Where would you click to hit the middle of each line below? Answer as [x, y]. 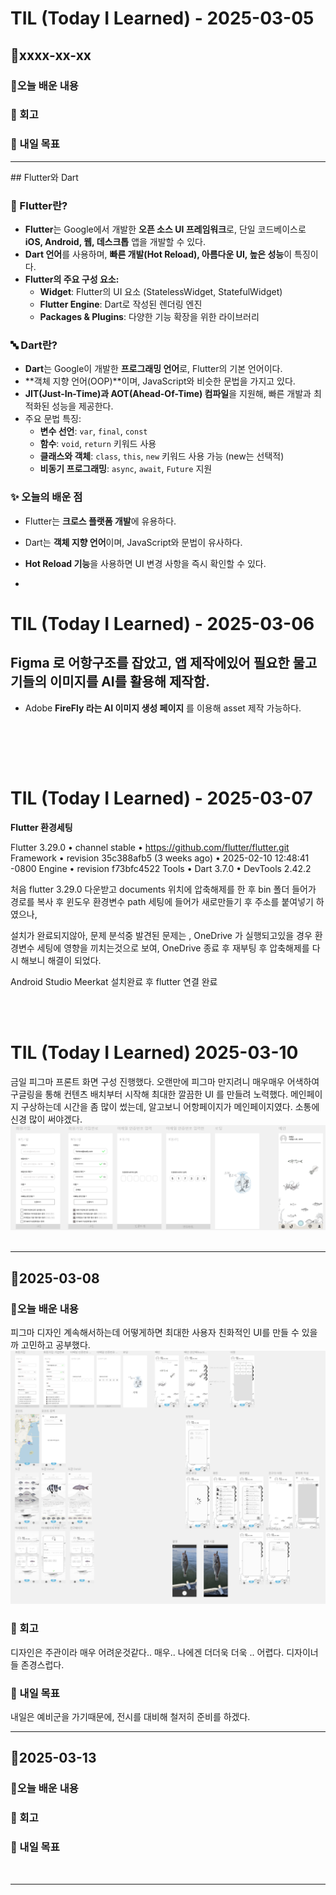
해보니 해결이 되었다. [61, 960]
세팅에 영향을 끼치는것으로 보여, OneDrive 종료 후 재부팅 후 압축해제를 [173, 948]
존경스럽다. [42, 1664]
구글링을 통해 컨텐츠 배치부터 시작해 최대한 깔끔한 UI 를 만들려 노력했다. [149, 1094]
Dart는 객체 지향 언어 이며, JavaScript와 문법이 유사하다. [133, 542]
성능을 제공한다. [82, 406]
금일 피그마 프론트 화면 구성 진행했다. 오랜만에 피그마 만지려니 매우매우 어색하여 [165, 1081]
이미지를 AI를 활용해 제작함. [129, 682]
